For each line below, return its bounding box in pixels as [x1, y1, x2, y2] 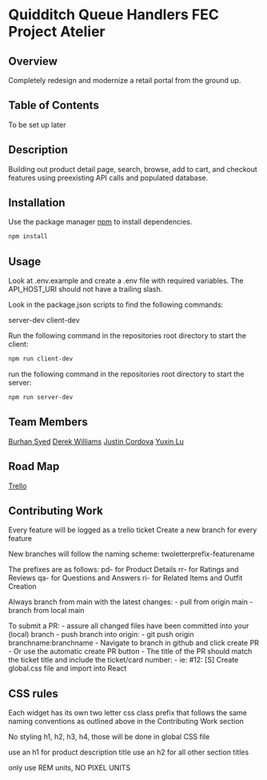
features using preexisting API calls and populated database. [8, 173, 209, 182]
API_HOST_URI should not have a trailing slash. [8, 285, 163, 294]
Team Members [8, 416, 88, 429]
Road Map [8, 460, 60, 473]
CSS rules [8, 686, 58, 700]
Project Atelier [8, 22, 106, 41]
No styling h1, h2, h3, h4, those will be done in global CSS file [8, 732, 210, 742]
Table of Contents [8, 98, 100, 113]
